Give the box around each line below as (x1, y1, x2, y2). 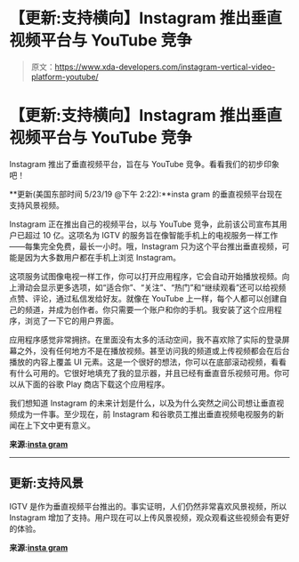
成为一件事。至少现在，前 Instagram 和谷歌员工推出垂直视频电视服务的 (16, 408, 277, 419)
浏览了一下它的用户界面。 (24, 315, 118, 325)
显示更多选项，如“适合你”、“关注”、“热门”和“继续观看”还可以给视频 (39, 282, 287, 293)
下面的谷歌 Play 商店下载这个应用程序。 (24, 379, 170, 389)
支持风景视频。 (9, 199, 64, 210)
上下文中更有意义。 (24, 420, 95, 430)
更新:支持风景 (9, 476, 85, 491)
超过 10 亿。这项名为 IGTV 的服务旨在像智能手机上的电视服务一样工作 (24, 229, 279, 240)
